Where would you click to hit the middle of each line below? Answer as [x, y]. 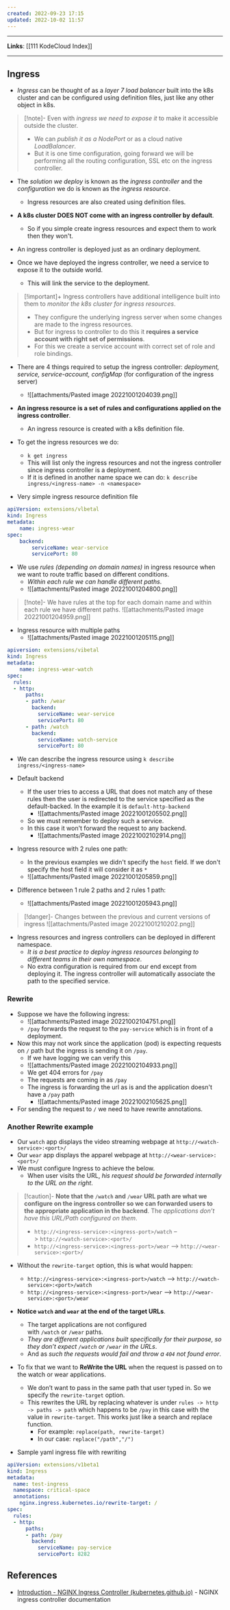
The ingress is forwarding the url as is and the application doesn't [120, 1087]
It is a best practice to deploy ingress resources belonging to [113, 952]
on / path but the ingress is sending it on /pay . [82, 1050]
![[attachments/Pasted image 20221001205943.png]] [102, 904]
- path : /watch [47, 727]
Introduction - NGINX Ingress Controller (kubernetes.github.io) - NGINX [118, 1592]
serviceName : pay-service [74, 1548]
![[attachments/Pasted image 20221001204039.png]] [102, 395]
